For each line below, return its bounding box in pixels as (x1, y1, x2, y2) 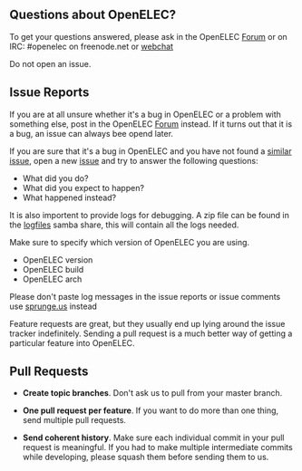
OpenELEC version (22, 254, 93, 265)
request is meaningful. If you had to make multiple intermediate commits (22, 442, 293, 453)
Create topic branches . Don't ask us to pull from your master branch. (22, 388, 283, 399)
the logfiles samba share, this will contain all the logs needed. (9, 219, 239, 230)
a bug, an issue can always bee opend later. (9, 128, 174, 139)
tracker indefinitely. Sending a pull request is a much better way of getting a (9, 328, 293, 339)
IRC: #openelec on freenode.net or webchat (9, 41, 174, 52)
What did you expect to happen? (22, 182, 145, 193)
